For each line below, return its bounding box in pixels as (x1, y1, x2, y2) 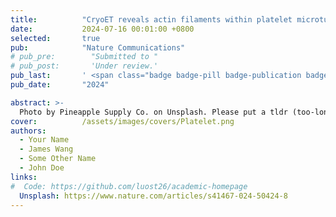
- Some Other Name (19, 154, 97, 164)
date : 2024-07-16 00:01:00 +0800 (10, 24, 195, 34)
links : (10, 172, 38, 182)
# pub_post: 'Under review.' (10, 61, 159, 71)
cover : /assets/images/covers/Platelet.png (10, 116, 235, 126)
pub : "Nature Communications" (10, 42, 186, 53)
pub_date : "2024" (10, 80, 110, 90)
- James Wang (19, 144, 74, 155)
